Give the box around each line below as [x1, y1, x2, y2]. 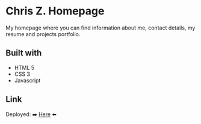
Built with [5, 48, 42, 58]
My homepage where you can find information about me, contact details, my [5, 24, 196, 31]
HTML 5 [14, 64, 35, 71]
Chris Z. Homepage [5, 4, 105, 18]
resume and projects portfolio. [5, 30, 81, 37]
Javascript [14, 76, 41, 84]
